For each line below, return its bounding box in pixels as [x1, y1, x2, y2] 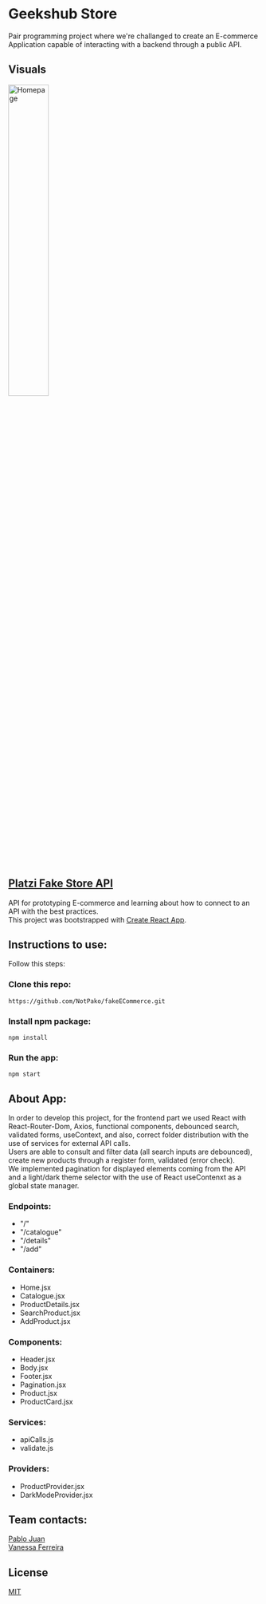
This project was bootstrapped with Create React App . [8, 915, 187, 924]
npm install [8, 1033, 48, 1041]
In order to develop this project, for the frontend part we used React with [8, 1113, 247, 1123]
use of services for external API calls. [8, 1139, 131, 1148]
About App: [8, 1092, 67, 1105]
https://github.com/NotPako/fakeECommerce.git [8, 997, 166, 1005]
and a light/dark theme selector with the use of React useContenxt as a [8, 1172, 242, 1182]
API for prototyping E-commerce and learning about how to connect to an [8, 898, 250, 907]
